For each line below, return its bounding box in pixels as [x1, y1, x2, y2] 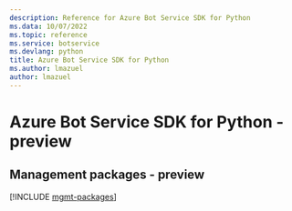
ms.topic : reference [9, 30, 89, 39]
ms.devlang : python [9, 47, 84, 56]
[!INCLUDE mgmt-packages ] [9, 191, 117, 202]
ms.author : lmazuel [9, 65, 84, 74]
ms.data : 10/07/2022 [9, 22, 89, 31]
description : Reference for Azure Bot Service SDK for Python [9, 13, 251, 23]
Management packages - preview [9, 167, 205, 183]
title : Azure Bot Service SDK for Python [9, 55, 170, 65]
